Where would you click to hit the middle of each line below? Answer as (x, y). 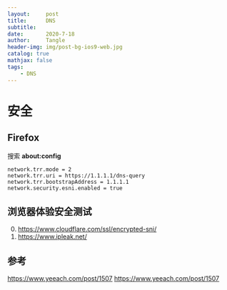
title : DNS (31, 21)
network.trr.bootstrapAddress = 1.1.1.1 (69, 182)
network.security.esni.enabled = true (65, 188)
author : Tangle (36, 41)
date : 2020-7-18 (41, 34)
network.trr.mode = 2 (40, 169)
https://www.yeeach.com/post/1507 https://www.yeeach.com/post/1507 (113, 279)
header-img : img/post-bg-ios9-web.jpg (65, 47)
